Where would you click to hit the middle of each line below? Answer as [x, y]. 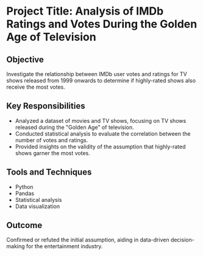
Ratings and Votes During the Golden [102, 24]
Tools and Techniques [49, 172]
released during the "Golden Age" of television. [74, 127]
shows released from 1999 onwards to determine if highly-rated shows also [101, 81]
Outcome [24, 225]
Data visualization [37, 206]
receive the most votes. [36, 87]
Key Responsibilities [46, 106]
